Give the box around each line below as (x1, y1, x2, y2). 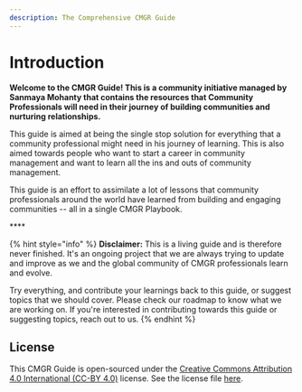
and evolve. (9, 267, 52, 278)
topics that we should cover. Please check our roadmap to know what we (9, 294, 282, 305)
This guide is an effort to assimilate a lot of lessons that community (9, 184, 260, 195)
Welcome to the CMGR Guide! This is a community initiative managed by (9, 82, 288, 93)
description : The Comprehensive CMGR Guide (9, 13, 176, 23)
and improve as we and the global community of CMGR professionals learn (9, 257, 289, 268)
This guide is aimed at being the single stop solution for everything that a (9, 128, 281, 139)
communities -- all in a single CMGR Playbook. (9, 203, 183, 214)
